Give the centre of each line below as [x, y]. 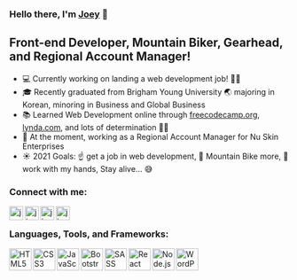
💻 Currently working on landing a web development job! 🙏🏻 [131, 78]
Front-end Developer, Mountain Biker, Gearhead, [146, 43]
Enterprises [43, 146]
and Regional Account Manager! [100, 57]
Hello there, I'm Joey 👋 [59, 14]
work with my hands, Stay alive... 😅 [87, 168]
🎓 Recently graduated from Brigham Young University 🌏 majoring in [148, 91]
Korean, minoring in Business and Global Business [113, 105]
